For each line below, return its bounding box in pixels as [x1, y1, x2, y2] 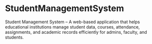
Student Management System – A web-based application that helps [5, 19, 140, 25]
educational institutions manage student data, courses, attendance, [5, 24, 140, 29]
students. [5, 34, 24, 40]
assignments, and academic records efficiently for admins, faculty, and [5, 29, 147, 35]
